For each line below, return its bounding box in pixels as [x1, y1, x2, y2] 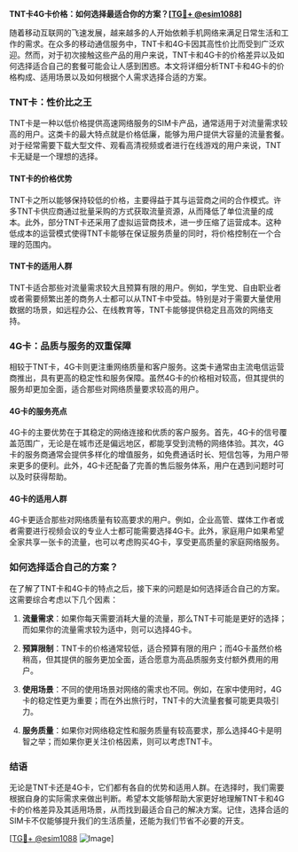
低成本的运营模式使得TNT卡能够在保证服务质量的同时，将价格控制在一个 [9, 228, 274, 238]
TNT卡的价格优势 [9, 173, 73, 184]
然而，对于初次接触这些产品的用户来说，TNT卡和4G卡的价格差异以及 [24, 50, 278, 60]
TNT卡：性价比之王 [9, 96, 92, 108]
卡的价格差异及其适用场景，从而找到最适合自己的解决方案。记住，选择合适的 [9, 804, 289, 815]
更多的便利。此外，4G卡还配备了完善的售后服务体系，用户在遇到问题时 [16, 460, 277, 471]
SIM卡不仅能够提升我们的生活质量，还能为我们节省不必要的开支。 [9, 816, 249, 825]
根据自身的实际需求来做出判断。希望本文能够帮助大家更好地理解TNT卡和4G [9, 793, 286, 803]
